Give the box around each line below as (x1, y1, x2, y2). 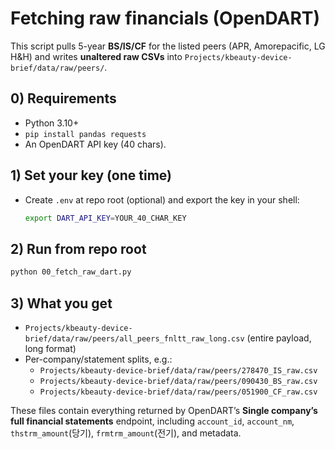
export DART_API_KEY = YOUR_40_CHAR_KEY (24, 213, 187, 223)
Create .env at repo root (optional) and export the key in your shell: (24, 193, 300, 206)
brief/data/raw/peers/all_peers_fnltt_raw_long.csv (24, 333, 245, 344)
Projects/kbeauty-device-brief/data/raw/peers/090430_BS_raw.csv (39, 376, 318, 386)
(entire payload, (246, 332, 312, 344)
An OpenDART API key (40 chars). (24, 138, 167, 150)
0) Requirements (10, 90, 117, 107)
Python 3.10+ (24, 117, 80, 129)
